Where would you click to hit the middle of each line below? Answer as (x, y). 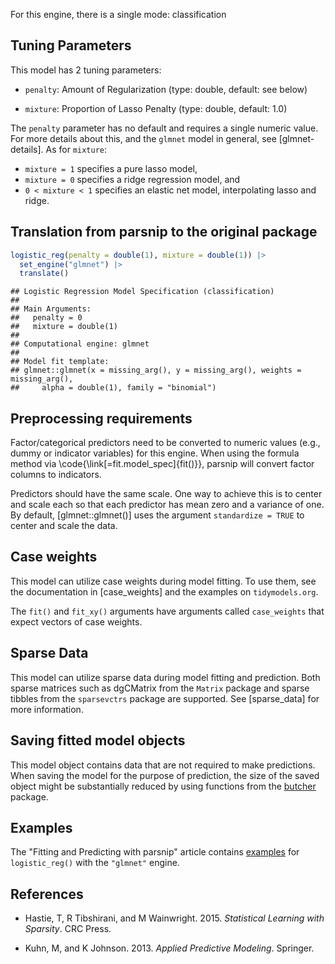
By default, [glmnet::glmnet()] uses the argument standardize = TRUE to (157, 515)
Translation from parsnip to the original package (164, 232)
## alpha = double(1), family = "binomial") (113, 388)
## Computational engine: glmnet (80, 344)
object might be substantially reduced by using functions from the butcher (163, 786)
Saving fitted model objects (98, 740)
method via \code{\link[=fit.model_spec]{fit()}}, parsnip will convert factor (162, 464)
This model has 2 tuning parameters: (86, 70)
